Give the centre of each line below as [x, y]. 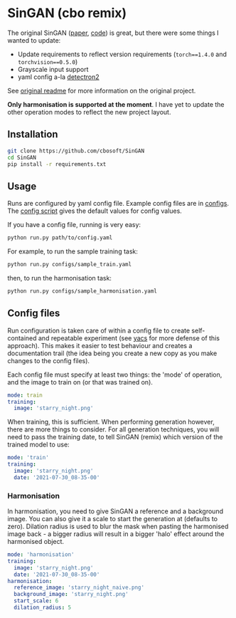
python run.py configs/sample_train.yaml [70, 265]
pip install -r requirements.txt [57, 164]
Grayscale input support [53, 69]
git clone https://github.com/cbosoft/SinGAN [76, 151]
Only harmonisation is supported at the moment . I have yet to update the [116, 104]
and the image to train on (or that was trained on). [80, 382]
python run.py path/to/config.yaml [60, 238]
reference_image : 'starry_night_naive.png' [79, 588]
